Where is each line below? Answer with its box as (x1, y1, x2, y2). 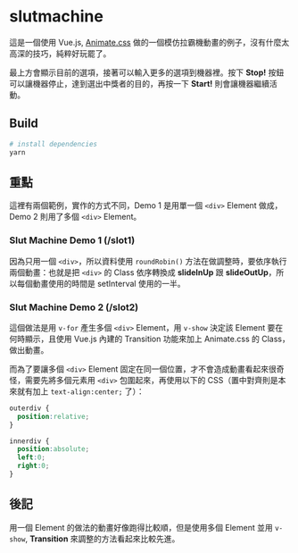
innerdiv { (9, 436, 50, 446)
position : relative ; (17, 412, 90, 421)
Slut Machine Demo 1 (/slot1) (9, 234, 136, 247)
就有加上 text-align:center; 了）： (16, 386, 145, 397)
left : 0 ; (17, 453, 46, 462)
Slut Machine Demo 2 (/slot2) (9, 301, 139, 314)
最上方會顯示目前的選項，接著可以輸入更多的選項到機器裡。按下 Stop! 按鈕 (9, 67, 285, 78)
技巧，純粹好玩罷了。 (32, 47, 112, 59)
